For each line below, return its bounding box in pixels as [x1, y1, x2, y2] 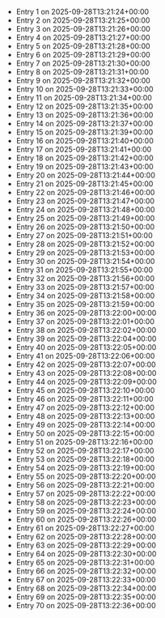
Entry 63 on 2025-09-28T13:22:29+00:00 [15, 540, 156, 550]
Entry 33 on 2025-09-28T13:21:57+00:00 [15, 283, 155, 292]
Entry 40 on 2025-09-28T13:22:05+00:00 [15, 343, 157, 352]
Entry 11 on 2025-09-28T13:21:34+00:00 [15, 93, 152, 102]
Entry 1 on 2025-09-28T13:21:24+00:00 [15, 7, 150, 16]
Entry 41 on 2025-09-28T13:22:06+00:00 [15, 352, 155, 360]
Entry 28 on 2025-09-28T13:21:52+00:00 [15, 239, 155, 249]
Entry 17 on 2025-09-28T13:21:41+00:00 [15, 145, 152, 154]
